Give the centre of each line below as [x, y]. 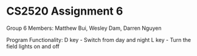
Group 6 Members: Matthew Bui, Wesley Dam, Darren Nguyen [84, 28]
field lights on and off [33, 46]
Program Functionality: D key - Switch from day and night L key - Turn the [99, 40]
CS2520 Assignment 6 [65, 11]
